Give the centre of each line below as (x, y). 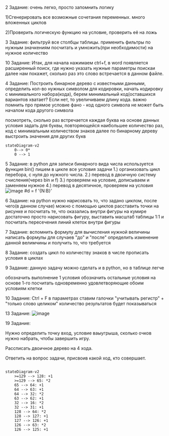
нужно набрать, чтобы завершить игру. (48, 338)
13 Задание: (18, 313)
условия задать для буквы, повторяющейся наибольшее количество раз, (84, 125)
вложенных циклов (26, 23)
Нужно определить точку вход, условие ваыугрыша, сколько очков (78, 333)
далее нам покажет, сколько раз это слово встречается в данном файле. (84, 74)
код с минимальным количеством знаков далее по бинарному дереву (81, 131)
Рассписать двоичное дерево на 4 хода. (49, 348)
